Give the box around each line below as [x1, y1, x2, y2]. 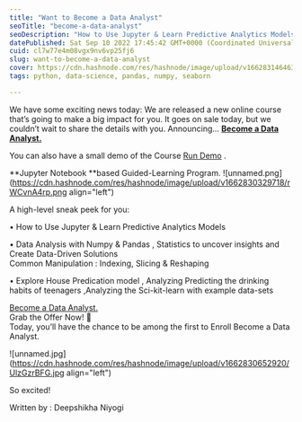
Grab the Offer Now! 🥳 [9, 312, 92, 322]
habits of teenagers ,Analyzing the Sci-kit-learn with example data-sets [9, 285, 274, 295]
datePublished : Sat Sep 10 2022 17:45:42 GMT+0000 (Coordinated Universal [9, 38, 296, 48]
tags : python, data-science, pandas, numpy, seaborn [9, 72, 211, 81]
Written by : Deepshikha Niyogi [9, 401, 124, 413]
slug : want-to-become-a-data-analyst [9, 55, 151, 64]
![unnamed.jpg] [9, 347, 67, 359]
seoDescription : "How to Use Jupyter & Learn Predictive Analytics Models [9, 30, 296, 39]
